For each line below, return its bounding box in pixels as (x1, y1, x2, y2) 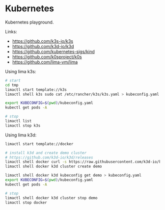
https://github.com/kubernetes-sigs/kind (12, 49, 95, 54)
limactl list (5, 119, 32, 124)
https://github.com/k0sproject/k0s (12, 53, 82, 59)
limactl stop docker (5, 200, 48, 205)
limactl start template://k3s (5, 87, 67, 92)
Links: (5, 28, 17, 34)
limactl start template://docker (5, 141, 74, 146)
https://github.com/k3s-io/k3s (12, 38, 74, 44)
